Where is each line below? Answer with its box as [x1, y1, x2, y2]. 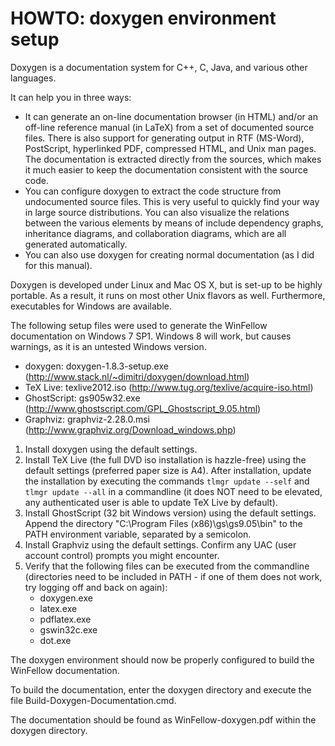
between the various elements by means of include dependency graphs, [24, 217, 324, 229]
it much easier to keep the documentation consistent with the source [24, 163, 308, 176]
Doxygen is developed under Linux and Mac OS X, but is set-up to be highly [10, 278, 323, 291]
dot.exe [39, 634, 72, 646]
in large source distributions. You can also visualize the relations [24, 206, 290, 218]
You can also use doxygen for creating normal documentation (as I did [24, 248, 315, 261]
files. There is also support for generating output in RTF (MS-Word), [24, 132, 305, 144]
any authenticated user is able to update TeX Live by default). [24, 496, 278, 508]
